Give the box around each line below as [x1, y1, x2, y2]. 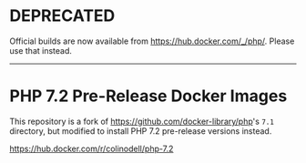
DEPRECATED [9, 5, 116, 26]
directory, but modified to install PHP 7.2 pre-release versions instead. [9, 125, 272, 137]
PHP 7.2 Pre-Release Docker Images [9, 86, 288, 107]
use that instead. [9, 45, 73, 56]
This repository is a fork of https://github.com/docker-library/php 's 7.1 [9, 116, 275, 127]
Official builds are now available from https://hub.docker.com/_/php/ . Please [9, 36, 295, 46]
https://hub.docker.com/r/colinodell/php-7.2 [9, 143, 174, 154]
